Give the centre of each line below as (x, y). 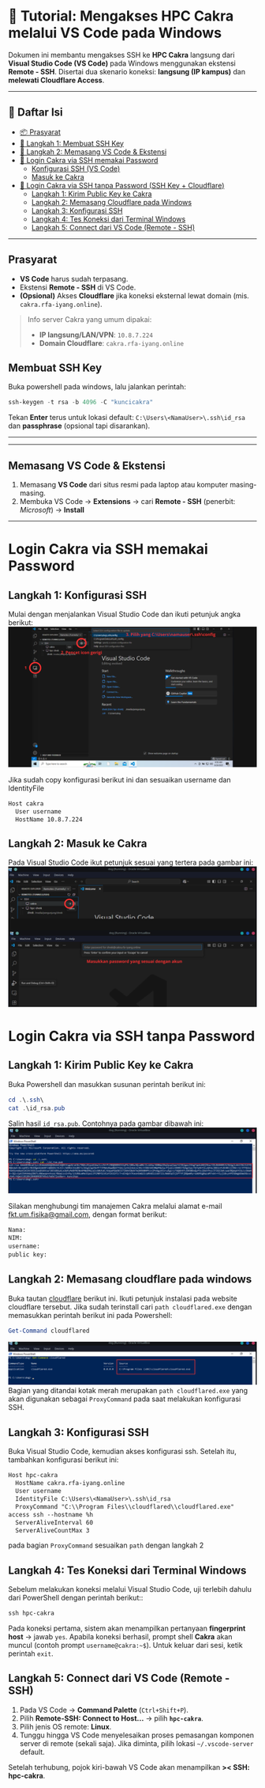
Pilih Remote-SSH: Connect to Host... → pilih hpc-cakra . (111, 1718)
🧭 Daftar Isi (35, 113)
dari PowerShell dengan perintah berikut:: (76, 1597)
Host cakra (26, 803)
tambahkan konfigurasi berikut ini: (63, 1460)
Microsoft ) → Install (52, 510)
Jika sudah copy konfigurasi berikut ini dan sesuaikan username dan (119, 779)
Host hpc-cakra (33, 1475)
